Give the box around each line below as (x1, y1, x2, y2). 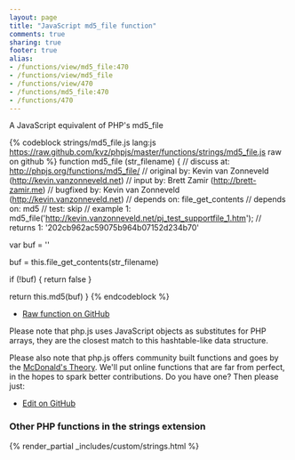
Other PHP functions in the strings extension (9, 420, 206, 432)
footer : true (9, 46, 58, 55)
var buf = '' (9, 239, 51, 250)
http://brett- (212, 175, 257, 186)
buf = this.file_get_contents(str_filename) (9, 257, 159, 268)
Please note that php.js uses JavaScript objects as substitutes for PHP (9, 326, 267, 336)
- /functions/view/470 (9, 79, 93, 88)
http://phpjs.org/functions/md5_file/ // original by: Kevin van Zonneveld (9, 165, 269, 176)
